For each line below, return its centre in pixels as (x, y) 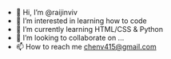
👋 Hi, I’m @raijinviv (47, 12)
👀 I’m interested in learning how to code (82, 21)
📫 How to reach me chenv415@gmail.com (86, 47)
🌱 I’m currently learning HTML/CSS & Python (89, 29)
